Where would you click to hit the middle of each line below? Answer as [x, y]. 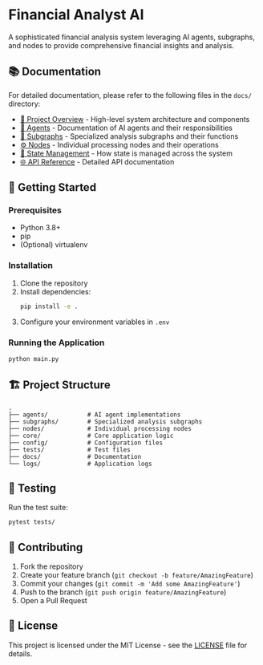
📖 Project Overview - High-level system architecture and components [135, 119]
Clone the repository [54, 283]
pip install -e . [49, 306]
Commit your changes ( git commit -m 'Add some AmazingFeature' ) [130, 584]
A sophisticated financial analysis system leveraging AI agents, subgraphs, [131, 37]
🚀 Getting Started [53, 187]
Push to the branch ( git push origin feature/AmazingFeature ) [123, 592]
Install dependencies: [55, 291]
